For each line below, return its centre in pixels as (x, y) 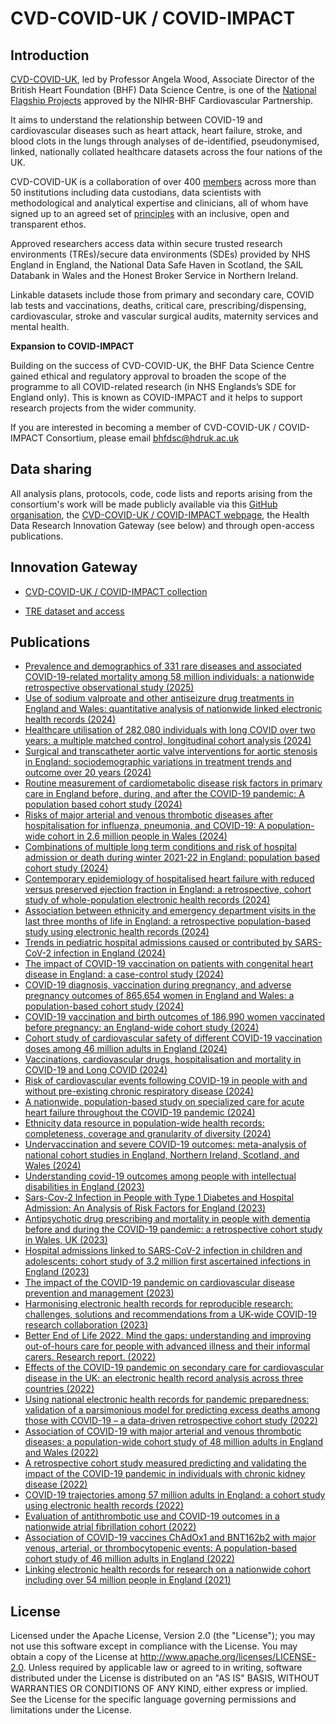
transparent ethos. (48, 224)
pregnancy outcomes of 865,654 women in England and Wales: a (159, 996)
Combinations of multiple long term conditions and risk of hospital (160, 847)
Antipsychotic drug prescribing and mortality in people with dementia (167, 1219)
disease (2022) (56, 1484)
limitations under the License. (71, 1710)
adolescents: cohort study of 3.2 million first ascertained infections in (168, 1261)
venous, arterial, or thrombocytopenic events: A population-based (161, 1548)
